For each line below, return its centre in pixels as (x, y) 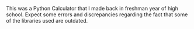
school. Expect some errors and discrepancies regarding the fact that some (97, 14)
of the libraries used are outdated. (47, 21)
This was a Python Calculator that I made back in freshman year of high (92, 8)
